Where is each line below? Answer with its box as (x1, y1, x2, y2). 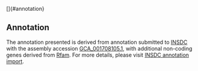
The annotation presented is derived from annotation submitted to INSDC (6, 39, 188, 46)
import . (6, 57, 24, 65)
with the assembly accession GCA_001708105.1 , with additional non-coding (6, 45, 193, 52)
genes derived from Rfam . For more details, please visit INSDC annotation (6, 51, 190, 58)
